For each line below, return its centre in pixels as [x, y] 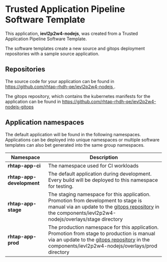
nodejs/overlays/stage [74, 219]
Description [104, 157]
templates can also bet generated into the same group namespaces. [75, 145]
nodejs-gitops [19, 107]
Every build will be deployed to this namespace [103, 180]
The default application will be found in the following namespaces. [73, 134]
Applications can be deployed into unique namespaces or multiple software [83, 140]
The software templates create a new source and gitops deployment [75, 48]
